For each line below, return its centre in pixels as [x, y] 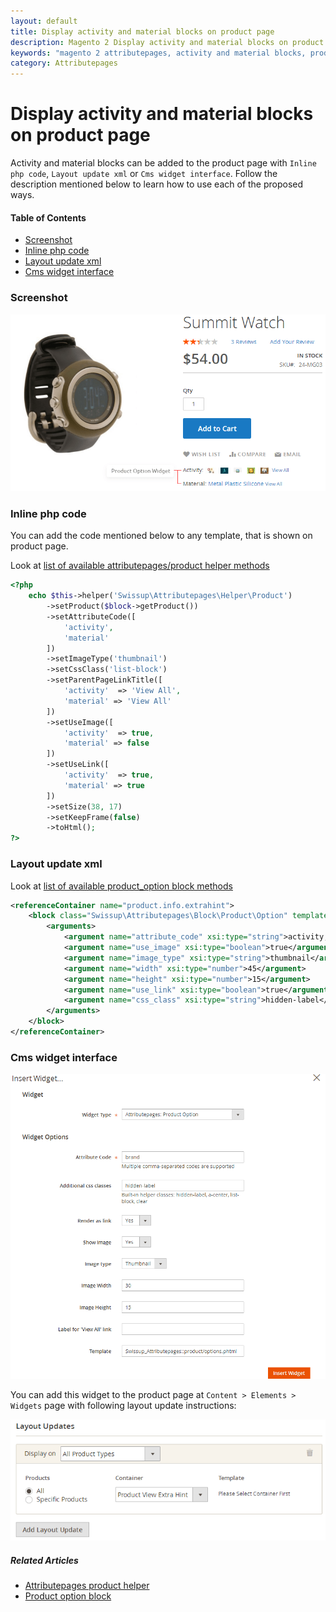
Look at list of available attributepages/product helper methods [140, 566]
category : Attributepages [64, 63]
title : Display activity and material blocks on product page [142, 31]
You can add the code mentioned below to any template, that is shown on [161, 536]
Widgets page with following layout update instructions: [123, 1405]
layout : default [44, 21]
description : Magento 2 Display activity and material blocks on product [167, 42]
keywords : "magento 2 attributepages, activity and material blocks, [158, 53]
